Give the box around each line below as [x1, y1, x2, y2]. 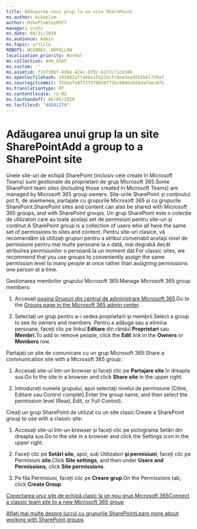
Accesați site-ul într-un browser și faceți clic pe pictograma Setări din [14, 426, 183, 434]
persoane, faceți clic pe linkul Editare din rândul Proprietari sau [14, 325, 169, 332]
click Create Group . [14, 481, 63, 488]
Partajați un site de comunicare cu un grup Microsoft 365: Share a [6, 350, 165, 357]
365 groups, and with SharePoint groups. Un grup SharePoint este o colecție [6, 210, 192, 217]
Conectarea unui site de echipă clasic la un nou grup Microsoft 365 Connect [6, 492, 190, 499]
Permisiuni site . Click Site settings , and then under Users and [14, 457, 164, 464]
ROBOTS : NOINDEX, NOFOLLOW [6, 47, 72, 53]
